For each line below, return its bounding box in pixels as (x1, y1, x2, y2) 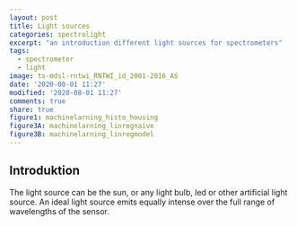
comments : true (9, 96, 66, 106)
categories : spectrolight (9, 30, 106, 39)
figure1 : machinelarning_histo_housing (9, 113, 159, 122)
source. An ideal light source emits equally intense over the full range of (9, 196, 275, 207)
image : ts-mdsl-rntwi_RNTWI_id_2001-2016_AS (9, 72, 179, 81)
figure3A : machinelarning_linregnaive (9, 122, 154, 131)
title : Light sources (9, 22, 91, 30)
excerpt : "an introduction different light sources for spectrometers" (9, 38, 283, 48)
